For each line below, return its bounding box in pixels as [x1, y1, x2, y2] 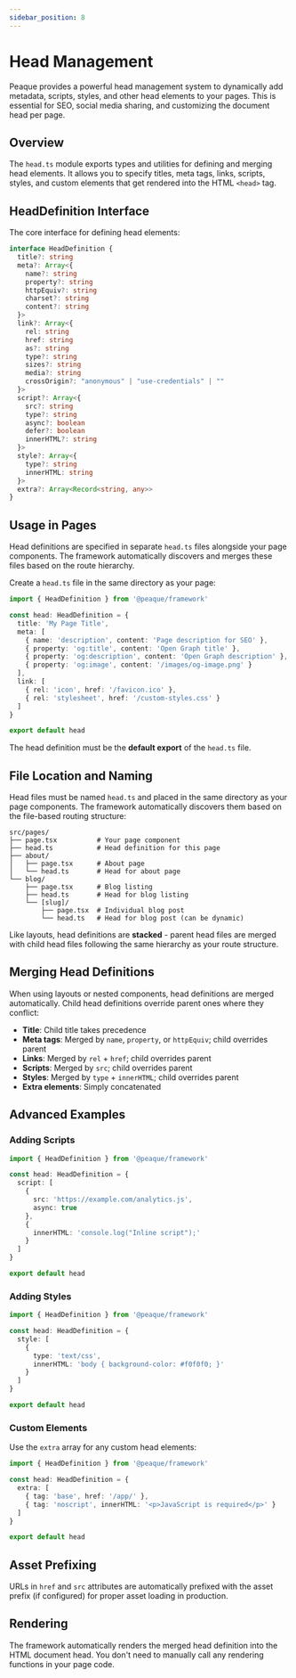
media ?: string [25, 369, 82, 378]
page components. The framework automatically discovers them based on [9, 801, 283, 812]
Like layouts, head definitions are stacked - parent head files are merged [9, 929, 277, 940]
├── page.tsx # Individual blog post [41, 906, 185, 915]
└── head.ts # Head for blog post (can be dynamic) [41, 914, 244, 923]
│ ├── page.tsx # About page [9, 859, 145, 869]
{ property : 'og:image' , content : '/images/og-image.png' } [25, 660, 252, 669]
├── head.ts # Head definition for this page [9, 844, 220, 853]
